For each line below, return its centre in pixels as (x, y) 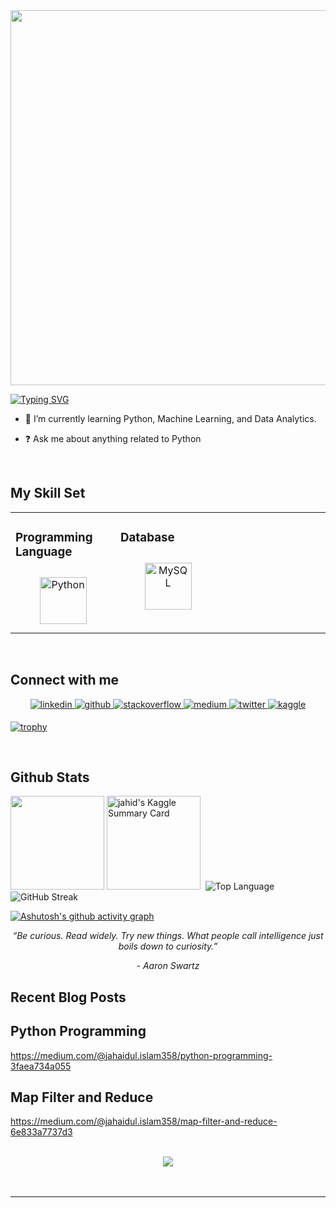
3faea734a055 (41, 1066)
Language (44, 552)
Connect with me (65, 680)
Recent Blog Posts (68, 997)
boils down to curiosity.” (168, 946)
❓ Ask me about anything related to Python (113, 438)
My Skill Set (48, 493)
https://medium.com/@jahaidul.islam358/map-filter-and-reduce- (144, 1121)
